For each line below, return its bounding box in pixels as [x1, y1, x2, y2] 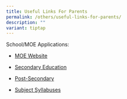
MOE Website [14, 52, 48, 59]
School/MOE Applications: [6, 41, 69, 48]
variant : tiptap [6, 25, 46, 31]
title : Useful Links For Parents [6, 8, 88, 15]
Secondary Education [14, 64, 67, 71]
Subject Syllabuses [14, 86, 61, 94]
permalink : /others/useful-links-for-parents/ [6, 14, 122, 20]
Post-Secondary [14, 75, 54, 82]
